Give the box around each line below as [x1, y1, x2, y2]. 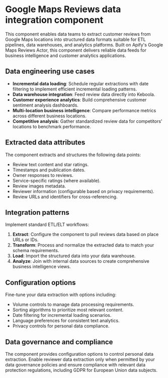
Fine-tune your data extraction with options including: [5, 292, 117, 298]
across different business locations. [12, 113, 87, 119]
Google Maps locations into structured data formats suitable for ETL [5, 36, 146, 42]
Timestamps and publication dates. [12, 167, 86, 173]
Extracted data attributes [5, 138, 86, 147]
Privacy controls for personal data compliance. [12, 323, 110, 329]
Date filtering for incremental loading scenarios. [12, 312, 112, 318]
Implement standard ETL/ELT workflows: [5, 221, 90, 228]
